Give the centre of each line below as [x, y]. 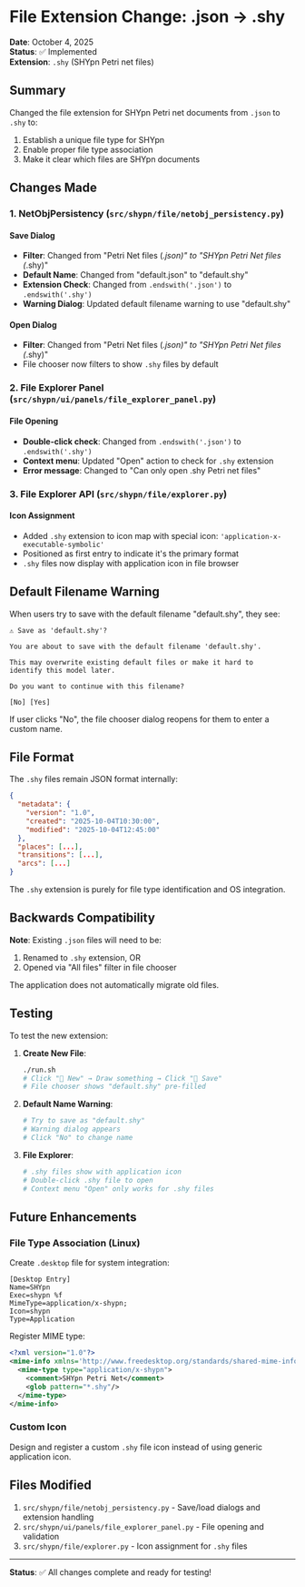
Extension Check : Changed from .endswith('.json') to [127, 285]
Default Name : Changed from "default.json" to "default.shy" [135, 275]
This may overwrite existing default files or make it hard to [132, 662]
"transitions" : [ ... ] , [60, 855]
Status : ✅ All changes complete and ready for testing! [110, 1572]
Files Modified [51, 1485]
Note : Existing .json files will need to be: [85, 940]
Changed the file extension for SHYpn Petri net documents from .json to [145, 112]
